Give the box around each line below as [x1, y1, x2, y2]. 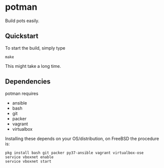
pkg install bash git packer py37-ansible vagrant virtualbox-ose [5, 150, 144, 155]
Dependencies [5, 78, 51, 86]
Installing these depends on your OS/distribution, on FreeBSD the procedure [5, 136, 160, 141]
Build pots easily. [5, 18, 40, 24]
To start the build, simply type [5, 45, 65, 51]
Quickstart [5, 32, 39, 40]
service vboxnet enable [5, 154, 54, 160]
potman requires [5, 90, 38, 96]
